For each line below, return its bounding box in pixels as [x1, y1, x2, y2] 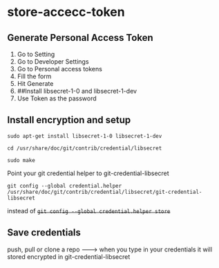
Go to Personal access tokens [17, 65, 102, 73]
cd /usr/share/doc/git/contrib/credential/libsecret [7, 145, 162, 152]
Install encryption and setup [7, 114, 131, 126]
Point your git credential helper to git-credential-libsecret [7, 169, 169, 177]
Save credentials [7, 226, 82, 239]
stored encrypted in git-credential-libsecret [7, 252, 131, 260]
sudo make [7, 157, 36, 163]
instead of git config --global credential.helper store [7, 206, 171, 215]
